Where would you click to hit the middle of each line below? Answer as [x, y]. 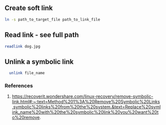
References [19, 85]
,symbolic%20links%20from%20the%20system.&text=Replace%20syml [86, 107]
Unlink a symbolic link [39, 62]
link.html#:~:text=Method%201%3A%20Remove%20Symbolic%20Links [86, 102]
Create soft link [29, 8]
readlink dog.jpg [23, 46]
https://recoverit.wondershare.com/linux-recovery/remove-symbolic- [83, 96]
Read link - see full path [42, 35]
